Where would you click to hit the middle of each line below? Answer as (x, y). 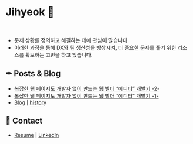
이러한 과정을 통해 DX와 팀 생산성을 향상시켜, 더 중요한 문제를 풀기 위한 (95, 47)
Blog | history (30, 102)
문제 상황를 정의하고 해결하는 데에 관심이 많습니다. (71, 40)
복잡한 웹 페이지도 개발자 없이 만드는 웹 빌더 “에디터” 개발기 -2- (87, 88)
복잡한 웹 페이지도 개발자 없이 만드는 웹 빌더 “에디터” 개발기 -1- (86, 95)
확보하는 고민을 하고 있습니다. (59, 54)
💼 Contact (24, 121)
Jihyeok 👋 (30, 12)
